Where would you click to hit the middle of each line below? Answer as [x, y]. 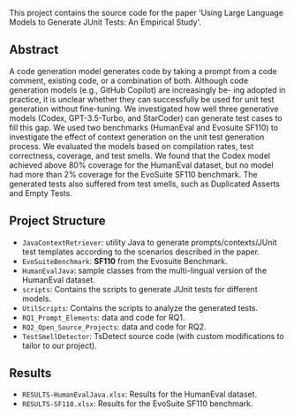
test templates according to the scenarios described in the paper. [141, 252]
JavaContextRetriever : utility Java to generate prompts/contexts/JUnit [149, 242]
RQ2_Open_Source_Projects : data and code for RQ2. [114, 327]
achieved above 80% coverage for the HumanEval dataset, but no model [141, 165]
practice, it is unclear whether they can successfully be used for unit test [142, 99]
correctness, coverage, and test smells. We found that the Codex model [140, 155]
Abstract [34, 50]
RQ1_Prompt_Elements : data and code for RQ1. [103, 317]
